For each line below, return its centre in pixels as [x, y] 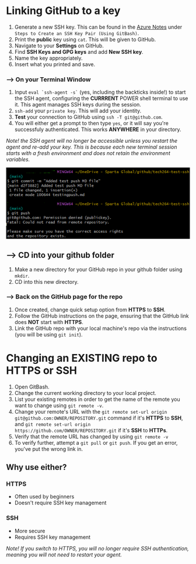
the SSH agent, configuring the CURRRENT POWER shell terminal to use [101, 98]
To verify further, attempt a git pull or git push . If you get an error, [96, 442]
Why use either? [36, 467]
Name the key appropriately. [48, 58]
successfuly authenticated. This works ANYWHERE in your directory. [98, 129]
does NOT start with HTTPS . [49, 322]
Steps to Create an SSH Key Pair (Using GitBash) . [77, 33]
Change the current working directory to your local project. [85, 393]
